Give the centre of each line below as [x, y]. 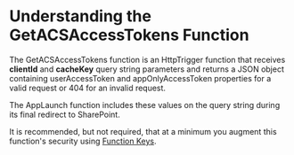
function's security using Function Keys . [83, 141]
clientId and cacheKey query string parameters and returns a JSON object [147, 69]
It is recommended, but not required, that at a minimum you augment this [143, 131]
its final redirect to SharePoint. [65, 114]
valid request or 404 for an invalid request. [88, 88]
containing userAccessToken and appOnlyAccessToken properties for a [140, 78]
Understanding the [80, 16]
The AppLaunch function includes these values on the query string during [145, 105]
